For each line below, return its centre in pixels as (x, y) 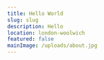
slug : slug (23, 20)
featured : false (31, 39)
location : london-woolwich (46, 33)
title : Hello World (35, 13)
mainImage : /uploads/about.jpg (52, 46)
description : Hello (35, 26)
